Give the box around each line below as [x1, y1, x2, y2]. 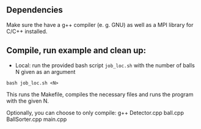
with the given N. [6, 97, 49, 105]
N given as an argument [15, 68, 76, 75]
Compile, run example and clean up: [6, 45, 147, 56]
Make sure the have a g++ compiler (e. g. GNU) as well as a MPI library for [6, 21, 194, 28]
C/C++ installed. [6, 28, 48, 35]
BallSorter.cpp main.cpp [6, 116, 67, 123]
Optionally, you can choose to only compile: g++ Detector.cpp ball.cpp [6, 109, 185, 116]
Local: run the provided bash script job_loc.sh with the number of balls [15, 61, 196, 69]
